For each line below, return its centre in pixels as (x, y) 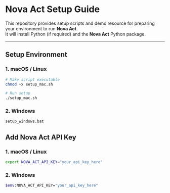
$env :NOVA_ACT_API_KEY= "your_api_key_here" (52, 185)
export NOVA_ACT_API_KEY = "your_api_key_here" (54, 162)
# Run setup (18, 93)
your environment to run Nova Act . (41, 28)
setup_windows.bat (25, 122)
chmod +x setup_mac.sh (29, 84)
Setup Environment (36, 55)
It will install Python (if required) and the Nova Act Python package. (75, 34)
